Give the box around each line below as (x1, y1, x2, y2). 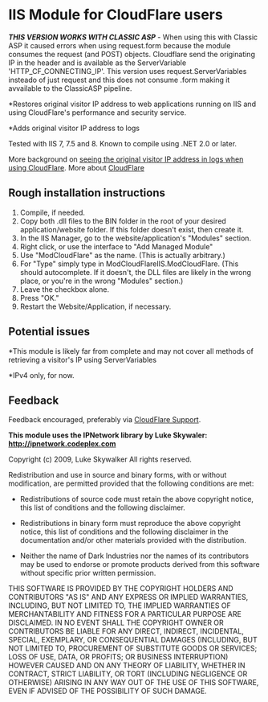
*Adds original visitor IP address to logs (8, 123, 140, 133)
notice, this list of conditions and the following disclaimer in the (19, 527, 229, 536)
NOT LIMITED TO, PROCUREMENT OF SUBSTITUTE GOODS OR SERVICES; (8, 643, 258, 653)
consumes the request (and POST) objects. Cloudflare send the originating (8, 49, 255, 59)
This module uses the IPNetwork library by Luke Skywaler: (8, 430, 208, 440)
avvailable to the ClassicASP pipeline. (8, 83, 132, 93)
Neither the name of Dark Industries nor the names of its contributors (19, 551, 250, 560)
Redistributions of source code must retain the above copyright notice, (19, 495, 254, 504)
